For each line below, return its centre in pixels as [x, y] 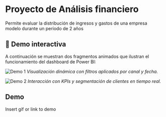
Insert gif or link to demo [31, 109]
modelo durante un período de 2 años [45, 28]
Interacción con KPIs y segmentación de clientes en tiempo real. [94, 81]
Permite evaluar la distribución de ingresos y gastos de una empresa [76, 23]
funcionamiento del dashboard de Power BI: [51, 62]
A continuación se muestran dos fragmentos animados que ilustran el [77, 56]
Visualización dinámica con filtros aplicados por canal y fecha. [93, 71]
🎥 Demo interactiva [36, 44]
